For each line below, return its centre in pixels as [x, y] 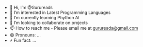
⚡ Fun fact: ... [23, 40]
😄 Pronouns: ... [25, 35]
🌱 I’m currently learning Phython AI [44, 18]
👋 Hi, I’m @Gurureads [31, 7]
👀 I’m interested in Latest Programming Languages [60, 12]
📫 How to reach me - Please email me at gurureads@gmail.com [74, 28]
